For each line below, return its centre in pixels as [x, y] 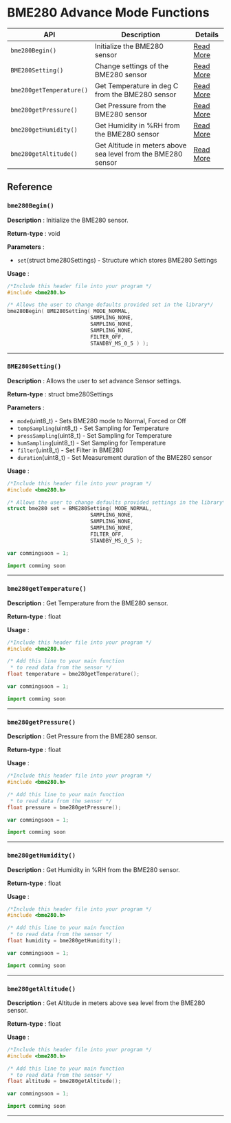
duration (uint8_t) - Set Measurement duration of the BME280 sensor [114, 457]
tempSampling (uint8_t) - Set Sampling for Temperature [93, 428]
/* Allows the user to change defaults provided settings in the [102, 502]
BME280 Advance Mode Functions [108, 13]
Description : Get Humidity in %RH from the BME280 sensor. [93, 869]
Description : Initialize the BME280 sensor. [68, 220]
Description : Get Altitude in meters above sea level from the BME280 [106, 1003]
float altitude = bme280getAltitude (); [64, 1081]
